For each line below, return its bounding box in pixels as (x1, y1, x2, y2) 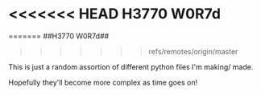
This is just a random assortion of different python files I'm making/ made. (8, 61, 254, 72)
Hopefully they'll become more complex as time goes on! (8, 77, 198, 87)
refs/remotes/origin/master (148, 46, 238, 56)
